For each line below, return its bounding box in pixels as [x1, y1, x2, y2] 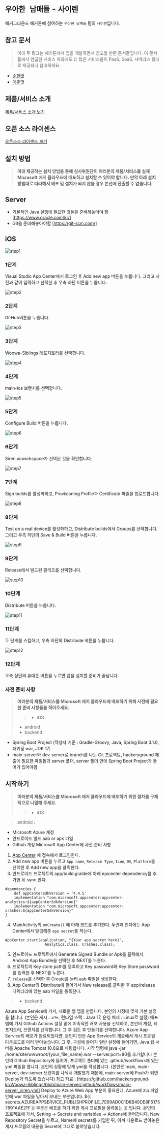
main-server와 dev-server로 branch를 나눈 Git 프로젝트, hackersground [12, 752, 154, 758]
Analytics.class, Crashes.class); [44, 942, 115, 947]
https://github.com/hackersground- [78, 1076, 150, 1082]
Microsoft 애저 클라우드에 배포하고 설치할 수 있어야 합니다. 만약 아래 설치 [17, 174, 156, 180]
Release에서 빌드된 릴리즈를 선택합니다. [5, 567, 82, 573]
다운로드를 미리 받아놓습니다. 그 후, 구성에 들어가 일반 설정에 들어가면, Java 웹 [5, 1039, 155, 1045]
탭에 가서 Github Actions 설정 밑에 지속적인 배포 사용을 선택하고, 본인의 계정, [5, 1021, 153, 1027]
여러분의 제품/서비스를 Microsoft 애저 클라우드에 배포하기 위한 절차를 [17, 794, 149, 800]
